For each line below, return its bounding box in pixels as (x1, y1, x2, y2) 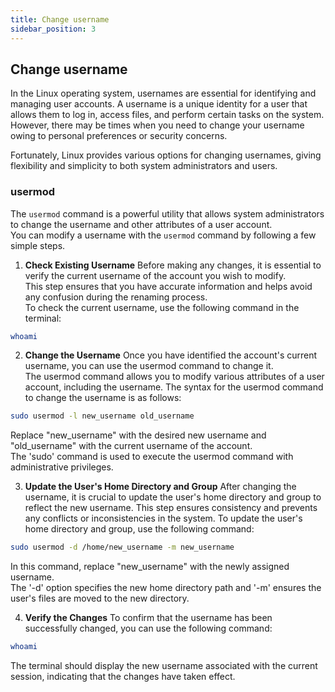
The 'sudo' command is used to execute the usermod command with (10, 451, 294, 463)
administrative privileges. (10, 461, 114, 473)
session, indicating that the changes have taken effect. (10, 671, 236, 683)
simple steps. (10, 239, 66, 251)
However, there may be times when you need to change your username (10, 119, 305, 131)
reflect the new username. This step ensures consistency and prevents (24, 502, 318, 514)
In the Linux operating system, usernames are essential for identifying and (10, 87, 317, 100)
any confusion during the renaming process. (24, 291, 208, 303)
